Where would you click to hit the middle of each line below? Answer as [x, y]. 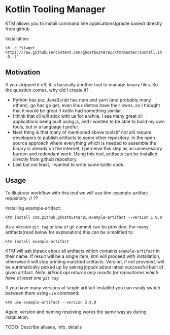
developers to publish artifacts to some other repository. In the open [84, 138]
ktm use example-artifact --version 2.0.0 [51, 302]
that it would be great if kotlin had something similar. [67, 111]
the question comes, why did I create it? [47, 90]
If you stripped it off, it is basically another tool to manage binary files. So [82, 84]
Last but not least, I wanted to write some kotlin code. [69, 164]
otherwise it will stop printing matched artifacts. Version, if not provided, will [85, 261]
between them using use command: [42, 293]
